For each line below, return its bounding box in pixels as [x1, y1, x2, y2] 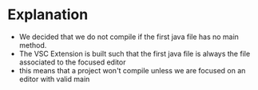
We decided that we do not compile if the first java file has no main [18, 32, 239, 41]
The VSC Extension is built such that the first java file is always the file [18, 49, 251, 58]
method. [18, 40, 47, 49]
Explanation [7, 6, 89, 24]
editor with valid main [18, 74, 90, 84]
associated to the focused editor [18, 57, 126, 67]
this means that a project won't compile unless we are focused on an [18, 65, 246, 75]
